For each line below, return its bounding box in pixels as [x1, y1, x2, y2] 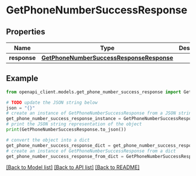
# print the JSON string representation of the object [6, 121, 142, 127]
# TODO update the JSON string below [6, 100, 98, 105]
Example [6, 73, 38, 83]
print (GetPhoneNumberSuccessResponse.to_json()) [6, 126, 127, 133]
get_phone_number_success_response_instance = [6, 116, 121, 122]
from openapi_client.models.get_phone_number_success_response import [6, 89, 181, 95]
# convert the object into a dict [6, 137, 90, 143]
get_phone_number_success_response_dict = [6, 142, 111, 149]
